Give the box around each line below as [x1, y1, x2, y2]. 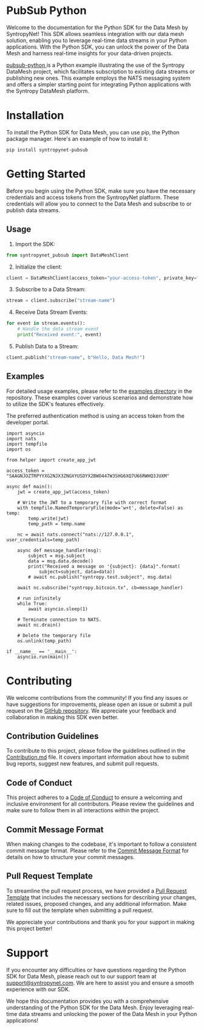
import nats [6, 435, 36, 441]
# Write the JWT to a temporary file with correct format [17, 499, 167, 505]
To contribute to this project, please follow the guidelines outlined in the [6, 747, 186, 755]
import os [6, 446, 32, 452]
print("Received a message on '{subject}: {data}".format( [28, 563, 181, 569]
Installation [6, 109, 64, 122]
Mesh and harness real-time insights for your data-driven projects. [6, 49, 173, 57]
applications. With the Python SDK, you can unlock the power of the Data [6, 43, 189, 50]
